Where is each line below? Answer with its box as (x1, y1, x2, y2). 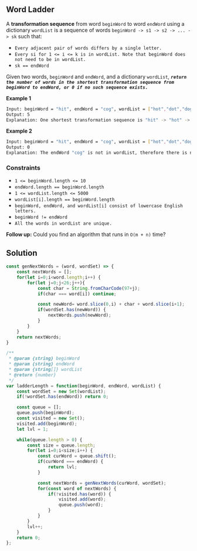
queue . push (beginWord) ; (16, 410, 75, 416)
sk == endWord (14, 63, 49, 69)
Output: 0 (6, 144, 30, 150)
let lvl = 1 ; (16, 426, 49, 432)
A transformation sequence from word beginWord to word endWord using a (6, 20, 185, 27)
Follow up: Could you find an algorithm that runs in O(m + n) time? (6, 231, 166, 238)
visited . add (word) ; (58, 496, 107, 502)
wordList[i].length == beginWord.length (14, 197, 115, 203)
